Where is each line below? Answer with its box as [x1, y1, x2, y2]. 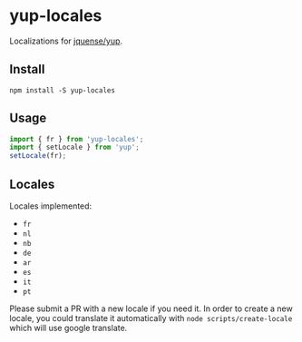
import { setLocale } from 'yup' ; [9, 142, 141, 152]
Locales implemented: [9, 200, 93, 211]
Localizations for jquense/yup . [9, 35, 123, 46]
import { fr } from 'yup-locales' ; [9, 134, 144, 143]
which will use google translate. [9, 323, 128, 333]
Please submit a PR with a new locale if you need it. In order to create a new [9, 303, 293, 314]
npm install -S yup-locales [9, 85, 116, 95]
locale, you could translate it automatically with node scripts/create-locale [9, 313, 293, 323]
